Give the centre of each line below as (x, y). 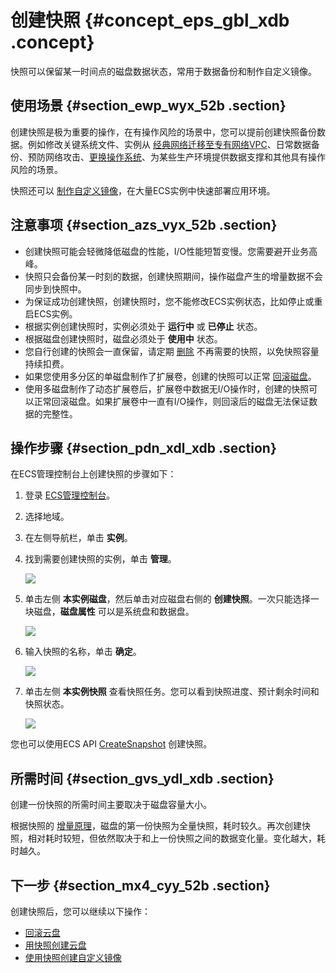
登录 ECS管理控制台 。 (70, 495)
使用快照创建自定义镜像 (73, 957)
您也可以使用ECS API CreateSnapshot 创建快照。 (111, 744)
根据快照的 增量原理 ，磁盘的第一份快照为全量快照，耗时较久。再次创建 (156, 826)
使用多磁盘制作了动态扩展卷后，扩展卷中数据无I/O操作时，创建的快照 (167, 388)
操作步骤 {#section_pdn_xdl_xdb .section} (143, 447)
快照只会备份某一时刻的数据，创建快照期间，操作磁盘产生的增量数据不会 (173, 276)
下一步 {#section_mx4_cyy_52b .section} (140, 885)
